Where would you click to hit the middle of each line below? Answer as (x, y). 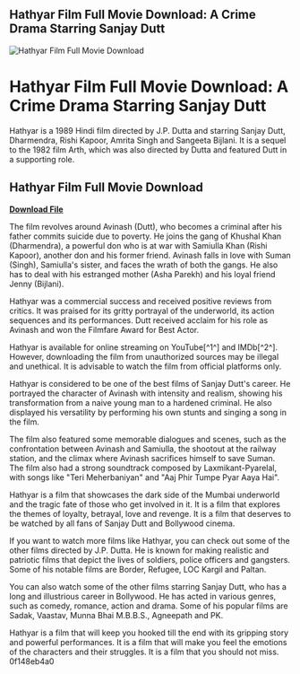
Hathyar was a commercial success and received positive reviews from (141, 301)
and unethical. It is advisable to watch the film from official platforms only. (146, 366)
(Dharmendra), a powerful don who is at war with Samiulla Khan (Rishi (138, 245)
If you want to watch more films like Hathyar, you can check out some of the (150, 540)
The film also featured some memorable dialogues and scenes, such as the (148, 439)
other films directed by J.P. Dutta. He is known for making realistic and (139, 550)
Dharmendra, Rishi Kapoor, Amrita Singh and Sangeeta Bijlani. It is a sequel (148, 140)
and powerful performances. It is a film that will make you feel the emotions (148, 642)
